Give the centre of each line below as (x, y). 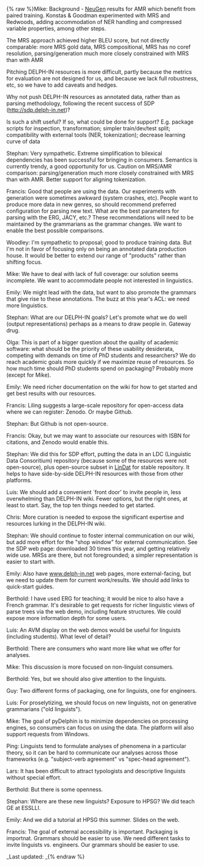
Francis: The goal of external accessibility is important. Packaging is (93, 832)
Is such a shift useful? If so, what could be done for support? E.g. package (100, 122)
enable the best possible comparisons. (55, 230)
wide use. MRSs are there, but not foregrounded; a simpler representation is (102, 555)
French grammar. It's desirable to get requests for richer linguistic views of (100, 605)
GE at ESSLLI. (24, 808)
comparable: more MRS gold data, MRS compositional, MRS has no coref (99, 47)
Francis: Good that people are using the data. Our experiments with (91, 191)
